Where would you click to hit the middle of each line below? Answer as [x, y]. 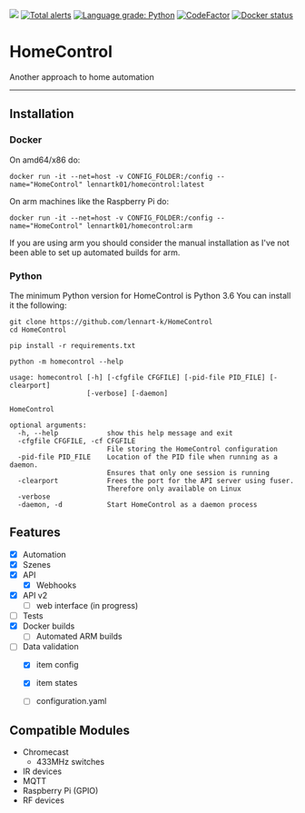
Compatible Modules [69, 730]
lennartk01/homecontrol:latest [146, 184]
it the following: [38, 305]
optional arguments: [49, 425]
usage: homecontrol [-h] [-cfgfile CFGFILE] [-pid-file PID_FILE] [138, 377]
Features [35, 533]
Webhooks [56, 585]
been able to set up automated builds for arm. [95, 252]
